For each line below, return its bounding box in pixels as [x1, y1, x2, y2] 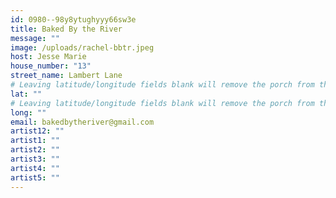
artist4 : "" [10, 163, 60, 173]
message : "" [10, 33, 60, 43]
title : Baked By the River [10, 24, 123, 34]
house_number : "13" [10, 61, 92, 71]
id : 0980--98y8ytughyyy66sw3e [10, 14, 137, 25]
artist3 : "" [10, 154, 60, 164]
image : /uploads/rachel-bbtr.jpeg [10, 42, 155, 53]
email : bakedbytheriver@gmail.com [10, 117, 155, 127]
